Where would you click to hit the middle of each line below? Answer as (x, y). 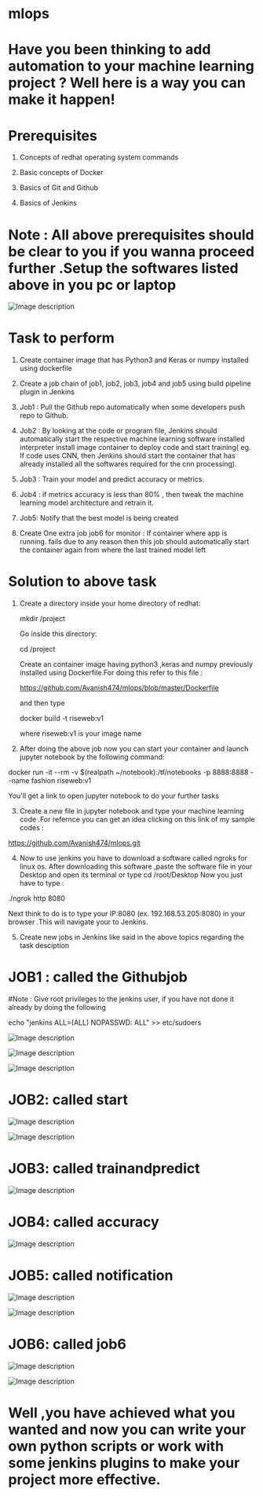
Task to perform (62, 338)
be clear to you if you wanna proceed (131, 251)
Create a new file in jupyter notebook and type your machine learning (132, 811)
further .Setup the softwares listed (123, 268)
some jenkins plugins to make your (124, 1463)
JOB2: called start (68, 1100)
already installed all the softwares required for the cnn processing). (128, 464)
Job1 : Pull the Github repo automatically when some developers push (132, 407)
